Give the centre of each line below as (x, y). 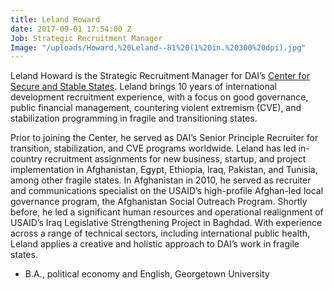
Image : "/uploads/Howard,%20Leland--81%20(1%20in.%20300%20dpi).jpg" (158, 47)
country (26, 159)
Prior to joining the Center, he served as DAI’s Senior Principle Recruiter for (164, 138)
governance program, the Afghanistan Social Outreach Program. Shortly (159, 202)
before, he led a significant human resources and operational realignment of (167, 212)
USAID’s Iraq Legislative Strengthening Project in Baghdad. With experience (166, 223)
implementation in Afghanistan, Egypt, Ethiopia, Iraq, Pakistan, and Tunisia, (164, 170)
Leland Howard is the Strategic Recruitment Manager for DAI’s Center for (160, 76)
